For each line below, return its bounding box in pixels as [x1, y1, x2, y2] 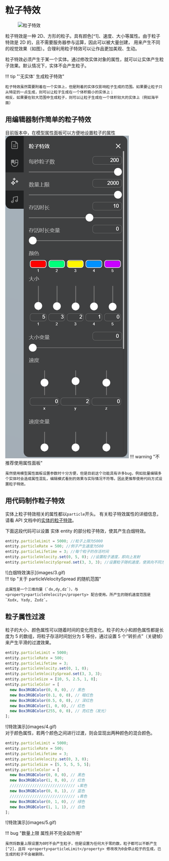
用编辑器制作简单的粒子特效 [5, 115, 92, 124]
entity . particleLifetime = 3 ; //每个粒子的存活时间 [5, 549, 109, 555]
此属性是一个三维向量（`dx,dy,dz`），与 [5, 587, 79, 592]
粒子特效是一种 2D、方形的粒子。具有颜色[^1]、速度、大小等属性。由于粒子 [5, 33, 161, 39]
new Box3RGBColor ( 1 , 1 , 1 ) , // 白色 [10, 805, 86, 810]
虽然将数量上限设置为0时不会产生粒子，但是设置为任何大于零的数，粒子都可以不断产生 [5, 841, 157, 846]
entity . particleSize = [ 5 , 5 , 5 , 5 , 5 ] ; [5, 762, 92, 767]
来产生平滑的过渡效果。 [5, 639, 54, 645]
